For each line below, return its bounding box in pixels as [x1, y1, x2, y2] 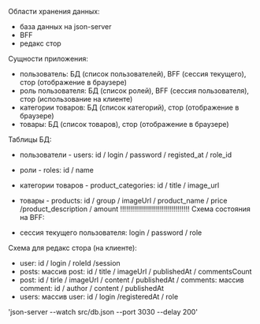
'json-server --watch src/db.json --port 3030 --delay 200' [8, 307, 199, 316]
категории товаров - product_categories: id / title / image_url [19, 181, 220, 190]
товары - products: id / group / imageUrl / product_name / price [19, 196, 228, 205]
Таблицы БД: [8, 135, 52, 144]
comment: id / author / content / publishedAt [19, 284, 164, 292]
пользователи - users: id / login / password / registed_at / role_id [19, 150, 232, 159]
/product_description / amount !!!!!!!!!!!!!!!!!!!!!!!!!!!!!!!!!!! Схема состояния [19, 204, 251, 214]
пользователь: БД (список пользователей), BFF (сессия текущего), [19, 69, 247, 78]
